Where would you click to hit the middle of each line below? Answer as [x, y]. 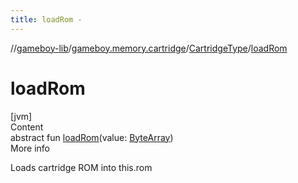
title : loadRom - [46, 19]
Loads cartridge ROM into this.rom [81, 167]
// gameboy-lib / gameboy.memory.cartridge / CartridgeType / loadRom [149, 48]
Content [27, 127]
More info [30, 148]
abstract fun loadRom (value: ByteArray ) [92, 137]
